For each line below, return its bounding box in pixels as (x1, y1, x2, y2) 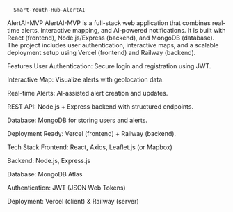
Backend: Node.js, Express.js (7, 157, 91, 165)
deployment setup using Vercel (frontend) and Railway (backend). (7, 49, 196, 56)
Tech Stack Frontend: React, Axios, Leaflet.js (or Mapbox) (7, 143, 172, 151)
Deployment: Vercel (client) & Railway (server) (7, 197, 139, 205)
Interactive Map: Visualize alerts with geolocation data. (7, 75, 165, 84)
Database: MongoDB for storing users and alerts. (7, 116, 148, 124)
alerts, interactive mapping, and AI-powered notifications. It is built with (21, 26, 226, 34)
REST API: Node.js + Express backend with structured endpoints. (7, 103, 193, 111)
